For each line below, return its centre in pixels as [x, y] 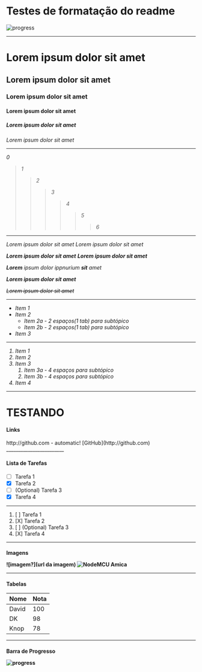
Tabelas [17, 584]
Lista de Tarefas [27, 463]
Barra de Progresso [31, 651]
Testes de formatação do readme [91, 11]
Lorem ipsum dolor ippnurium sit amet [54, 268]
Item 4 [23, 383]
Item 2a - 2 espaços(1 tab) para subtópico [76, 321]
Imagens [17, 553]
